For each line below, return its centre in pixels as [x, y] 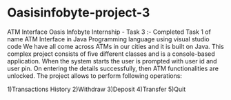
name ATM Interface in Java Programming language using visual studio [108, 39]
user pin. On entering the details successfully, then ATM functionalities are [113, 68]
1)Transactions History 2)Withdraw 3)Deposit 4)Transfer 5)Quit [97, 89]
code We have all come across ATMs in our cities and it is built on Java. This [115, 46]
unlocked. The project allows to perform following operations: [95, 76]
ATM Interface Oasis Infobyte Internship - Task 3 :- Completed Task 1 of [109, 32]
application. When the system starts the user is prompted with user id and [112, 61]
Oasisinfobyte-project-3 [79, 13]
